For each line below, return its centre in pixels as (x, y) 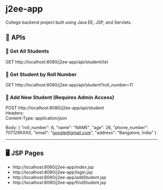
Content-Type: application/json (36, 118)
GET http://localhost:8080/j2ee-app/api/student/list (57, 62)
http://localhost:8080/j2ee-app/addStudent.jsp (59, 177)
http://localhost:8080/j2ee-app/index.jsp (53, 167)
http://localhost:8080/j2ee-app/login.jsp (52, 172)
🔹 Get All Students (27, 51)
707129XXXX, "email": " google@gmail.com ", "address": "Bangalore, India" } (81, 133)
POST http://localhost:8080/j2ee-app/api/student (55, 108)
